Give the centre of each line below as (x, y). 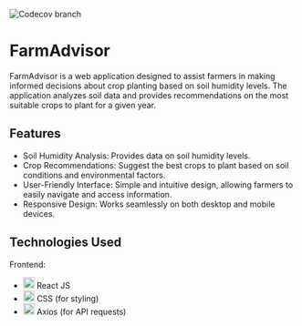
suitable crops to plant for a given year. (83, 105)
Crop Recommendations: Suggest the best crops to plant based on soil (156, 165)
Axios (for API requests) (81, 311)
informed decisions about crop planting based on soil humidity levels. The (148, 86)
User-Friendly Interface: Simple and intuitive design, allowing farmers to (158, 184)
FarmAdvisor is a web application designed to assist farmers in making (142, 76)
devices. (39, 213)
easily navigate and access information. (97, 194)
